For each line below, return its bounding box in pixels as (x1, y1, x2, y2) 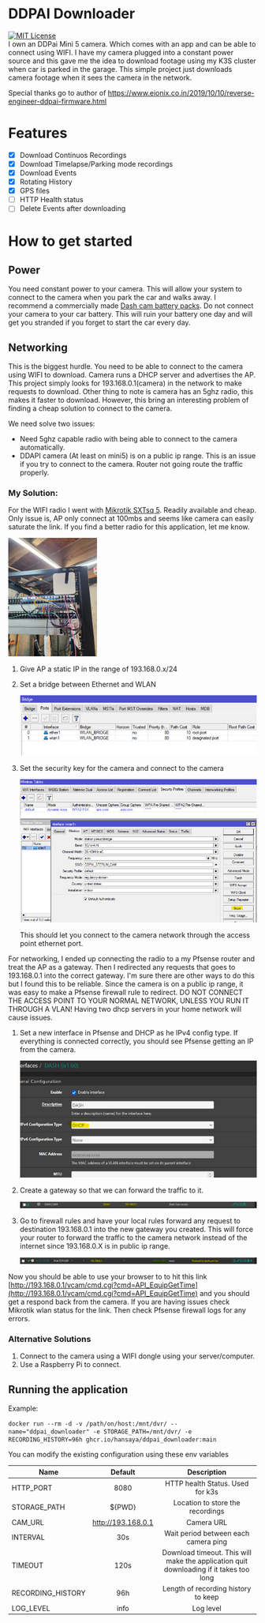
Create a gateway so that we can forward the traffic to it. (19, 1185, 203, 1195)
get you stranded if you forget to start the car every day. (8, 317, 191, 328)
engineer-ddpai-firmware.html (8, 96, 107, 106)
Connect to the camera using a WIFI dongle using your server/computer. (19, 1351, 255, 1361)
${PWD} (110, 1502, 136, 1512)
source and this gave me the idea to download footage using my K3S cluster (8, 56, 256, 66)
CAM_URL (11, 1517, 45, 1527)
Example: (8, 1403, 39, 1414)
